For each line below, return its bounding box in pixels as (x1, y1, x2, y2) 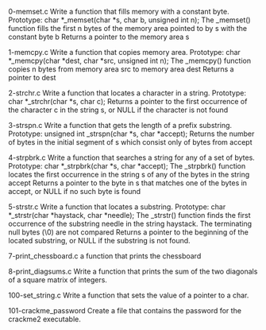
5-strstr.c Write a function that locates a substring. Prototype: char (8, 202, 226, 212)
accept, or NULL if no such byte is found (8, 187, 141, 196)
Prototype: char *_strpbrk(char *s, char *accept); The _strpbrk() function (8, 161, 246, 170)
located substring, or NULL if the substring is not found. (8, 236, 191, 245)
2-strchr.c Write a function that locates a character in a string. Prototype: (8, 88, 246, 98)
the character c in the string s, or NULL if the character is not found (8, 105, 229, 115)
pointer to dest (8, 73, 56, 82)
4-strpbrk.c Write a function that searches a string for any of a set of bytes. (8, 153, 256, 162)
